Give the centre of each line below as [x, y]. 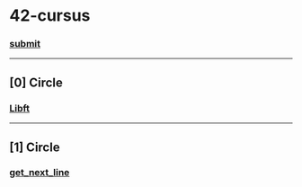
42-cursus [50, 16]
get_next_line [40, 173]
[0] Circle [36, 82]
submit [25, 44]
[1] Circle [35, 147]
